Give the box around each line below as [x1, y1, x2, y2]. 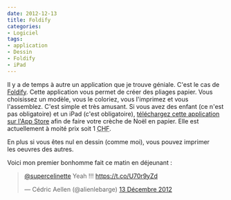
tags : [7, 36, 23, 43]
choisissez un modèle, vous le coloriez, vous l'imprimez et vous [7, 94, 189, 103]
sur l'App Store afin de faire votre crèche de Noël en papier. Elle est [7, 117, 199, 125]
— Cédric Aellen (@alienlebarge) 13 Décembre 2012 [24, 185, 173, 193]
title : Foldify [7, 17, 51, 23]
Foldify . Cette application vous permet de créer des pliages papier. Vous [7, 88, 213, 96]
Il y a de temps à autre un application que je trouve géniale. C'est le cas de [7, 80, 220, 88]
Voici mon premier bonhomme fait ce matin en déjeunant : [7, 158, 173, 166]
